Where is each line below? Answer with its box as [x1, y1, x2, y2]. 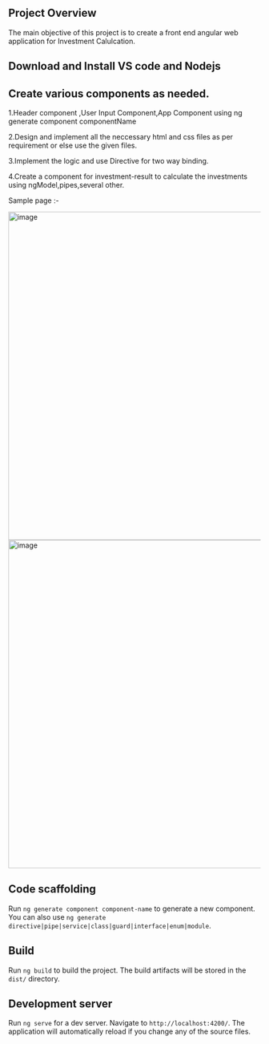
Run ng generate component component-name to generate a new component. [8, 904, 256, 913]
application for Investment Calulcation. [8, 36, 136, 46]
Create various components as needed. [8, 87, 210, 100]
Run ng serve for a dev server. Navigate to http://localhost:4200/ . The [8, 1018, 246, 1028]
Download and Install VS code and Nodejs [8, 59, 222, 73]
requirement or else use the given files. [8, 140, 138, 151]
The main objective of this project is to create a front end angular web [8, 27, 239, 37]
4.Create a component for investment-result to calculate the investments [8, 172, 248, 181]
